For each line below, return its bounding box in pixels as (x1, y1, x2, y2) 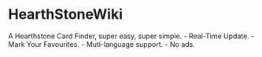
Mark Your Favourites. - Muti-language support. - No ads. (8, 39, 195, 48)
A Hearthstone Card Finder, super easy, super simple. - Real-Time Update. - (8, 31, 255, 41)
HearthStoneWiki (8, 5, 124, 23)
